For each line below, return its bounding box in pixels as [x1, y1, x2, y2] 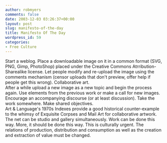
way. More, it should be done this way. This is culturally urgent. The [5, 122, 144, 128]
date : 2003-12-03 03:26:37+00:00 [5, 16, 75, 21]
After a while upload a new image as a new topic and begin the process [5, 84, 152, 90]
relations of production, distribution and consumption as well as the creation [5, 127, 162, 133]
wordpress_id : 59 [5, 35, 41, 40]
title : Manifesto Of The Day [5, 30, 66, 35]
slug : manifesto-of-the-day [5, 26, 64, 31]
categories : [5, 40, 30, 45]
